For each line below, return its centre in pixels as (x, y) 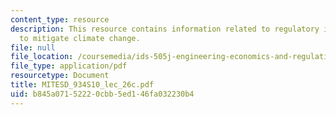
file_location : (42, 57)
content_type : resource (60, 19)
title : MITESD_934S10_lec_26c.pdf (82, 85)
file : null (33, 47)
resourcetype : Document (60, 76)
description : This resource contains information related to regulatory (165, 29)
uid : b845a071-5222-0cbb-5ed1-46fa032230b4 (102, 94)
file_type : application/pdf (69, 66)
